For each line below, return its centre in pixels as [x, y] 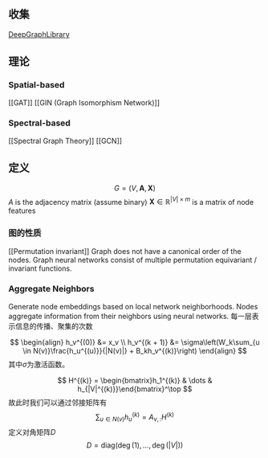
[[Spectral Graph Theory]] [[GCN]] [65, 141]
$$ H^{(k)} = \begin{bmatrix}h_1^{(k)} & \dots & [135, 380]
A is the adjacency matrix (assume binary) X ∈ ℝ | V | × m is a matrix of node [131, 201]
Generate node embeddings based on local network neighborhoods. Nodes [133, 306]
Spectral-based [39, 123]
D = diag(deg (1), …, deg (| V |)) [135, 445]
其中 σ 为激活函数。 [39, 364]
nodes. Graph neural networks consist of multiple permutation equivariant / [133, 260]
